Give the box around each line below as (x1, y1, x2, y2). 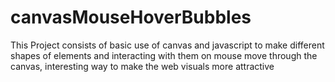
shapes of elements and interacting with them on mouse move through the (10, 49, 318, 61)
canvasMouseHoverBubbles (10, 6, 252, 29)
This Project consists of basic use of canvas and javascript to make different (10, 39, 325, 51)
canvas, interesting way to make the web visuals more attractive (10, 60, 275, 72)
